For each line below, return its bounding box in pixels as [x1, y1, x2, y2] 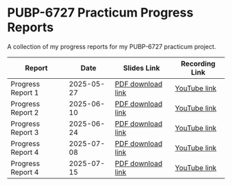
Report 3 [10, 127, 39, 137]
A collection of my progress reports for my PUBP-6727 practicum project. [7, 42, 216, 50]
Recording [180, 59, 216, 68]
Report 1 [10, 88, 39, 97]
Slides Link [123, 63, 160, 73]
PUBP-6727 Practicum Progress [7, 5, 194, 21]
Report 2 [10, 107, 39, 117]
